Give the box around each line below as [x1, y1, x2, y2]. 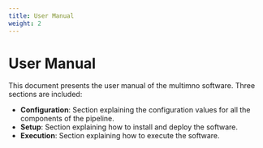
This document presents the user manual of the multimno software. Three [8, 81, 256, 91]
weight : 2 [8, 19, 42, 27]
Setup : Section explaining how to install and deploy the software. [19, 122, 238, 132]
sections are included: [8, 90, 83, 99]
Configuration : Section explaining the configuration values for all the [19, 105, 251, 115]
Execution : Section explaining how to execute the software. [19, 131, 221, 141]
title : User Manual [8, 11, 75, 20]
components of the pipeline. [19, 114, 115, 124]
